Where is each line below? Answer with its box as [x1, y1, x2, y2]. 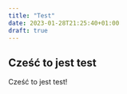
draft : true [8, 26, 48, 34]
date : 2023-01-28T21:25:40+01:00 [8, 19, 120, 27]
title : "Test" [8, 11, 56, 20]
